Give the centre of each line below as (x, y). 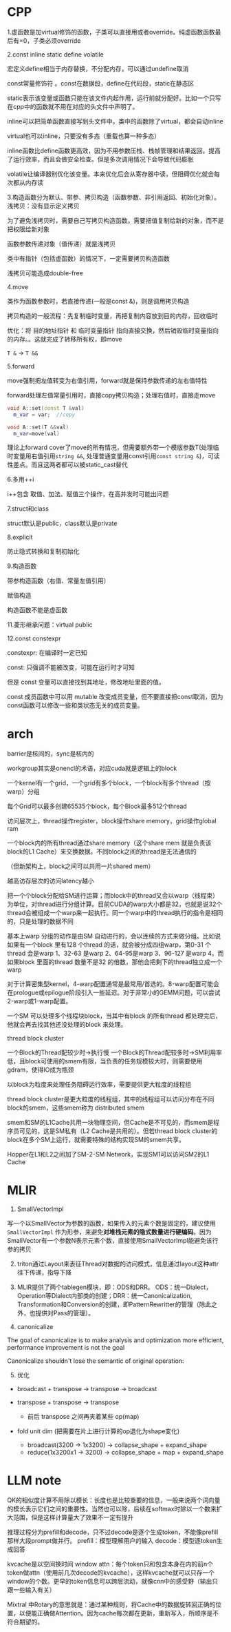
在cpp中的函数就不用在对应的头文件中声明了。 (73, 106)
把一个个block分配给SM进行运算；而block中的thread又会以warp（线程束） (113, 896)
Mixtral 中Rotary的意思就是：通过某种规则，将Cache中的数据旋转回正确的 (111, 1604)
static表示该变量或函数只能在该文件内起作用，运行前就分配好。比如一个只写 (114, 98)
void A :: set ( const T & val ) (46, 408)
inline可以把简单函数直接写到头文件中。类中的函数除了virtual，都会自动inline (115, 121)
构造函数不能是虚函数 (37, 610)
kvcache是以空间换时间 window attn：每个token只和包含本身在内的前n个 (110, 1564)
